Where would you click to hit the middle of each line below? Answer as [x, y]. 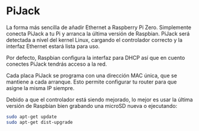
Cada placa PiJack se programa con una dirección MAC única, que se [91, 75]
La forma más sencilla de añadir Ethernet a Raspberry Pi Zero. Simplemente [99, 27]
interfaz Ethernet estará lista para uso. [53, 46]
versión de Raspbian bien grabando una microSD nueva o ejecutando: [92, 106]
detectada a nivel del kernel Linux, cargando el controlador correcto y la [94, 40]
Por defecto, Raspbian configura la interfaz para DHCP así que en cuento [96, 57]
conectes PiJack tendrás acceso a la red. [57, 64]
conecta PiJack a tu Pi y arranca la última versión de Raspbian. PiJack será [98, 33]
